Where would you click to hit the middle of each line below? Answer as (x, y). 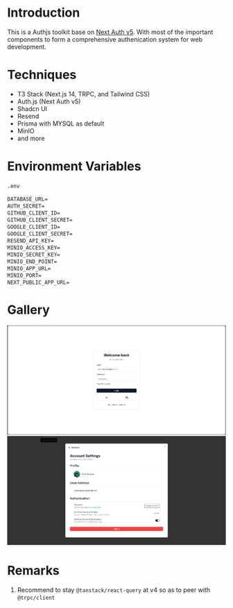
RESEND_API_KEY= (31, 241)
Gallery (28, 310)
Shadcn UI (32, 108)
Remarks (34, 571)
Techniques (42, 75)
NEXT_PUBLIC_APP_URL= (38, 282)
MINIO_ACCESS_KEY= (34, 248)
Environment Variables (74, 166)
